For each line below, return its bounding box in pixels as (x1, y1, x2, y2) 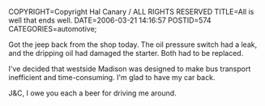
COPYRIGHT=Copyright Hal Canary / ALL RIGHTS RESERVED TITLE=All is (8, 7, 254, 16)
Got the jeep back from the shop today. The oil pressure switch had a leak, (8, 40, 258, 49)
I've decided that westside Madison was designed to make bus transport (8, 64, 251, 74)
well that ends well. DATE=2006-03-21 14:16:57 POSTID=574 (8, 15, 212, 25)
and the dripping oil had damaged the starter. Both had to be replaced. (8, 49, 244, 57)
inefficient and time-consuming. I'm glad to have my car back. (8, 73, 216, 82)
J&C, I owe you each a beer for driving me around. (8, 88, 177, 98)
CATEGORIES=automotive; (8, 24, 97, 33)
